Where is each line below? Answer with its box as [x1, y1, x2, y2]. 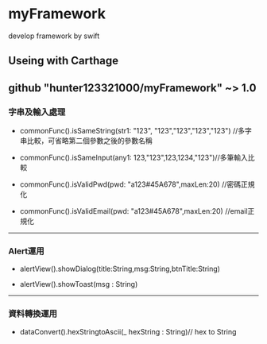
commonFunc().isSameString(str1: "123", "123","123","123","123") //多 [19, 126, 246, 136]
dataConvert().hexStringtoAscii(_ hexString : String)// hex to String [19, 327, 237, 336]
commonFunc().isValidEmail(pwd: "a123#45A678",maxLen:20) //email [19, 207, 248, 216]
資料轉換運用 [8, 308, 58, 319]
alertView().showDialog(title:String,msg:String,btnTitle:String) [19, 264, 221, 274]
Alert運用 [8, 245, 45, 257]
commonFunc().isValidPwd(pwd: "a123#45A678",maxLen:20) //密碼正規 [19, 180, 255, 189]
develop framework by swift [8, 31, 100, 41]
